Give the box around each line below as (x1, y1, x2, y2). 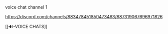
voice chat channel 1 (5, 4, 47, 10)
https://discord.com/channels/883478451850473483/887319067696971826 (5, 14, 163, 19)
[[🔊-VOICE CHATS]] (5, 24, 47, 29)
